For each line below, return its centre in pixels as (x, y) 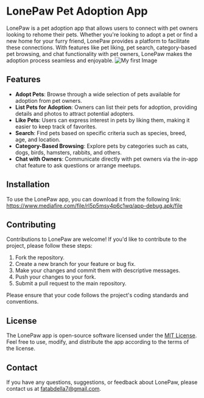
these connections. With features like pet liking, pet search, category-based (101, 47)
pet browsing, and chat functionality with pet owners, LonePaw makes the (99, 54)
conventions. (23, 302)
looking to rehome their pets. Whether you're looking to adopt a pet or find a (102, 34)
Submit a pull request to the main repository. (71, 284)
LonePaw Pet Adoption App (77, 11)
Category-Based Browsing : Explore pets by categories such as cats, (102, 146)
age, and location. (38, 139)
